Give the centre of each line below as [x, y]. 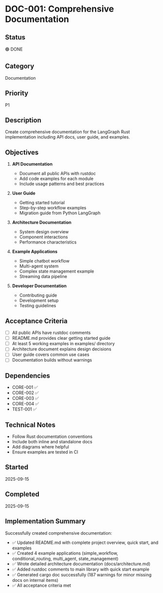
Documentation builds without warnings [52, 360]
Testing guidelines [38, 306]
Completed [22, 494]
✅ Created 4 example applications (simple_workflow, [65, 553]
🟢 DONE [14, 49]
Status [15, 37]
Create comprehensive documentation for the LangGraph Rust [68, 132]
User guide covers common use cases [51, 355]
